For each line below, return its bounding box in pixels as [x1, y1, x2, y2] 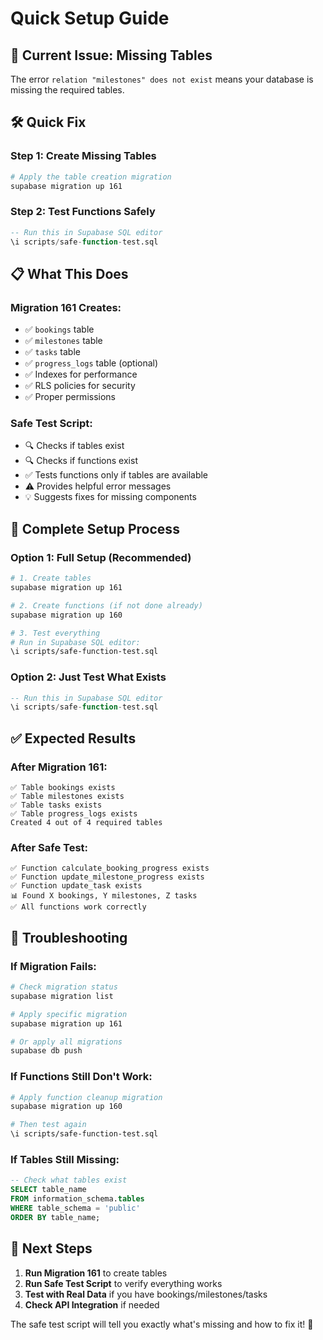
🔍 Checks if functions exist [24, 455, 138, 467]
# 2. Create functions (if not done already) [10, 600, 203, 611]
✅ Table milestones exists [10, 792, 125, 802]
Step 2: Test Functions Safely [10, 205, 156, 219]
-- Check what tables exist [10, 1175, 128, 1186]
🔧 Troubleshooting [10, 929, 128, 946]
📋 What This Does [10, 265, 129, 282]
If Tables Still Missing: [10, 1152, 120, 1166]
